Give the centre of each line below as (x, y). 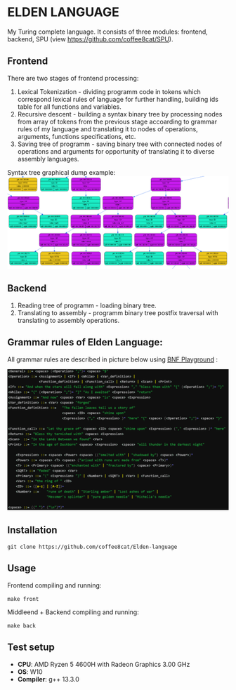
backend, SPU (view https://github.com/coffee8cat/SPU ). (90, 39)
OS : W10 (30, 672)
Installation (32, 530)
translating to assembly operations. (68, 320)
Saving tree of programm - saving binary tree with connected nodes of (120, 144)
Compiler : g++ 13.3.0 (48, 679)
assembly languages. (48, 159)
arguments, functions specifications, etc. (77, 136)
